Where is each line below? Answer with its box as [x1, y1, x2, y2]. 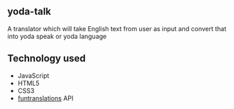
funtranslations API [17, 93, 74, 102]
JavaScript [17, 71, 50, 80]
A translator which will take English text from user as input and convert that [7, 24, 227, 33]
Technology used [7, 52, 87, 64]
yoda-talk [7, 6, 52, 18]
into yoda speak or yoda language [7, 32, 107, 40]
